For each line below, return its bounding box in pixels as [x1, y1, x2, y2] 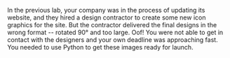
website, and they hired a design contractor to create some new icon [7, 13, 206, 22]
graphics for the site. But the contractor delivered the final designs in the [7, 21, 217, 29]
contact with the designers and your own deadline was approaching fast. [7, 36, 219, 44]
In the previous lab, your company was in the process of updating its [7, 6, 205, 14]
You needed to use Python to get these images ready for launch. [7, 43, 194, 51]
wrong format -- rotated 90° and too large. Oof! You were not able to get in [7, 28, 224, 36]
